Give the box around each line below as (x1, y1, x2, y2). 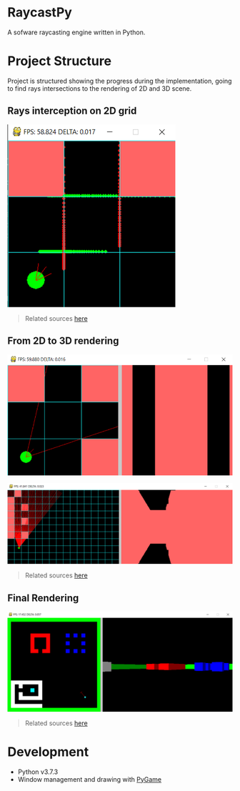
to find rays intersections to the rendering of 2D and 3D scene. (7, 84, 192, 93)
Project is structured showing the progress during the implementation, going (7, 76, 232, 85)
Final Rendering (7, 592, 79, 604)
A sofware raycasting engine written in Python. (7, 28, 146, 36)
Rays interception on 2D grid (7, 105, 137, 117)
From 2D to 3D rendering (7, 335, 119, 347)
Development (7, 744, 89, 760)
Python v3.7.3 (17, 767, 59, 776)
